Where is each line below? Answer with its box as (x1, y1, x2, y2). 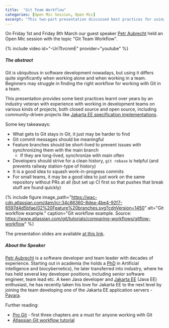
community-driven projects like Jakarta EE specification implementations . (5, 112, 158, 118)
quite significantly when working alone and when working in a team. (5, 75, 146, 81)
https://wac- (71, 194, 97, 200)
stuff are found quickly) (12, 185, 61, 191)
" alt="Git (144, 205, 164, 211)
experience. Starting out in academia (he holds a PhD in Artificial (5, 260, 139, 267)
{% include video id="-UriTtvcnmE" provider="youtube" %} (5, 46, 129, 52)
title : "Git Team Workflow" (5, 7, 66, 13)
